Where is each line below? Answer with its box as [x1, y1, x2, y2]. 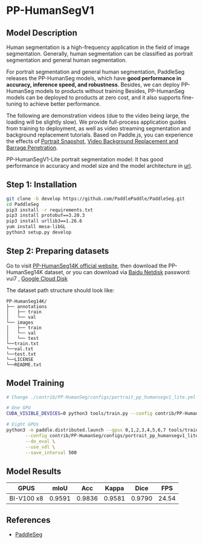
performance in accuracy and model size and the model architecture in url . [6, 162, 192, 169]
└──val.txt [6, 345, 34, 352]
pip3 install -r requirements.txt [6, 206, 94, 213]
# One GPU [6, 405, 31, 411]
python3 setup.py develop [6, 229, 71, 235]
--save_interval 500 [25, 449, 77, 456]
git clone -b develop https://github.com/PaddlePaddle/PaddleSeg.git [6, 196, 185, 202]
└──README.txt [6, 362, 42, 368]
